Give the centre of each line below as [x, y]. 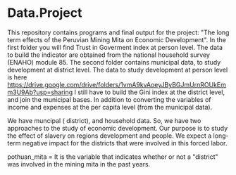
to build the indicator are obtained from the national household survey [108, 55]
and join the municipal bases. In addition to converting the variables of [109, 99]
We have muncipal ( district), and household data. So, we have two [104, 120]
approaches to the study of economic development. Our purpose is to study [118, 128]
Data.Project [45, 13]
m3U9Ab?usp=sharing [40, 92]
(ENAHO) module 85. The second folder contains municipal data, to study [114, 62]
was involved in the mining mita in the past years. [79, 164]
